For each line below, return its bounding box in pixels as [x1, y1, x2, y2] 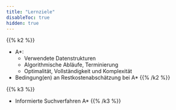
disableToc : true [6, 15, 50, 21]
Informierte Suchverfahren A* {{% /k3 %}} [14, 97, 122, 105]
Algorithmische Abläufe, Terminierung [24, 61, 119, 68]
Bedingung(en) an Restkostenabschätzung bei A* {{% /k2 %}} [14, 74, 171, 82]
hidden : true [6, 20, 39, 26]
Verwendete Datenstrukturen [24, 55, 96, 62]
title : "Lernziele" [6, 8, 55, 15]
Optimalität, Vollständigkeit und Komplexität [24, 68, 133, 75]
